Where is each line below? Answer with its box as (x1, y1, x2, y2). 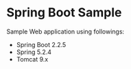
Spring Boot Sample (6, 5, 122, 20)
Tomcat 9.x (16, 55, 49, 63)
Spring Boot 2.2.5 (16, 40, 67, 49)
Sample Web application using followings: (6, 27, 125, 36)
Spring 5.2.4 (16, 48, 52, 56)
